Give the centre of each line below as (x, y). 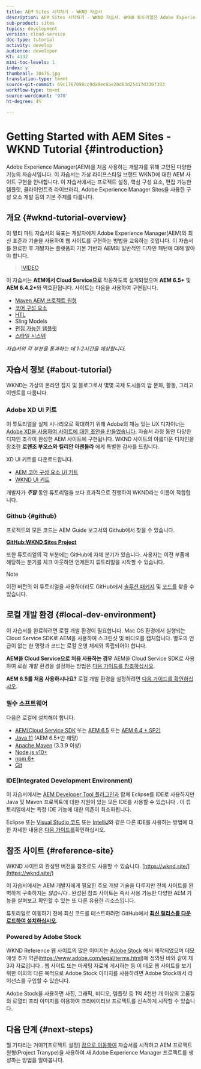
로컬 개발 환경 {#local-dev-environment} (81, 615)
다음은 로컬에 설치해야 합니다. (41, 717)
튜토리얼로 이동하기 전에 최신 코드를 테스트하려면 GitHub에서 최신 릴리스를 (93, 913)
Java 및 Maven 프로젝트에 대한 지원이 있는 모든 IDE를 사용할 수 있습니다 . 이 (95, 802)
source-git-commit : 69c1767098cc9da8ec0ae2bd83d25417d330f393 (85, 85)
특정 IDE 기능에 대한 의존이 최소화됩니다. (84, 809)
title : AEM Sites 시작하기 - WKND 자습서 (54, 12)
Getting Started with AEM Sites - (89, 136)
